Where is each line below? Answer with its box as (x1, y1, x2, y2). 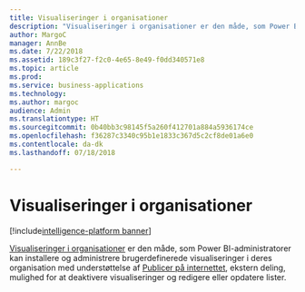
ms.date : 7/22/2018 (9, 47, 84, 56)
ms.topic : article (9, 64, 79, 73)
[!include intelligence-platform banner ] (9, 225, 152, 236)
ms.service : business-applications (9, 81, 144, 90)
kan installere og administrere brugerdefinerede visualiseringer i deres (9, 252, 272, 263)
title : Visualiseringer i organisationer (9, 13, 169, 23)
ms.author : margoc (9, 97, 79, 107)
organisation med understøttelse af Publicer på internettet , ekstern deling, (9, 262, 286, 273)
